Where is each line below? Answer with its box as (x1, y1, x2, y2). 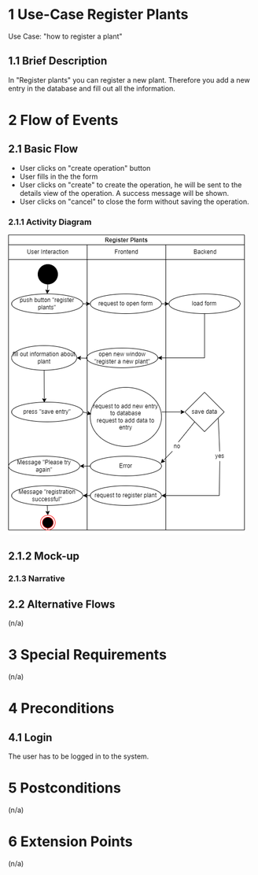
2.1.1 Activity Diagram (8, 216, 92, 227)
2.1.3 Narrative (8, 573, 65, 584)
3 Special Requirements (8, 646, 168, 664)
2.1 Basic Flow (8, 142, 79, 156)
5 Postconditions (8, 779, 122, 797)
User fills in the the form (19, 172, 98, 181)
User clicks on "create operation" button (19, 163, 151, 172)
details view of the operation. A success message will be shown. (19, 188, 230, 198)
